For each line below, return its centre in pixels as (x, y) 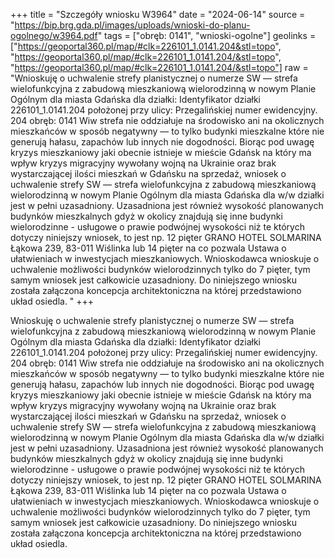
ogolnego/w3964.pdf (54, 35)
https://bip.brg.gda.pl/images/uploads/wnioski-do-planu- (132, 25)
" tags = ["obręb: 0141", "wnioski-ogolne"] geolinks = (207, 35)
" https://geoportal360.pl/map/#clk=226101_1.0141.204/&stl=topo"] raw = (159, 67)
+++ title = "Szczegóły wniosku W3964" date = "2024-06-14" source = (158, 14)
